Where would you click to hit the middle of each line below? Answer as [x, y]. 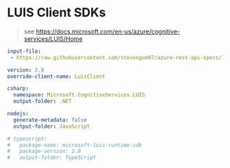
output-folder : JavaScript [52, 126]
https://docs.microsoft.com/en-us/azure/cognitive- [108, 31]
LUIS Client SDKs [56, 13]
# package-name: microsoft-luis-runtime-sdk [75, 145]
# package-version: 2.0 [44, 152]
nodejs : [18, 114]
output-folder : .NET [42, 101]
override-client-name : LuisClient [56, 76]
